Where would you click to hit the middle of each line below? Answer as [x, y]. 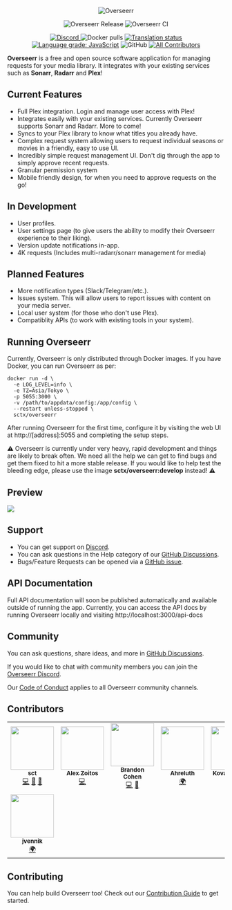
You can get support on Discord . [64, 547]
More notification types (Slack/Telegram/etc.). [83, 291]
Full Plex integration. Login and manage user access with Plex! [106, 111]
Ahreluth [183, 773]
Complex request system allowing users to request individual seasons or [120, 140]
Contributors [36, 709]
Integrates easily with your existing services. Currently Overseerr [109, 118]
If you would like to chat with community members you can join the [103, 667]
